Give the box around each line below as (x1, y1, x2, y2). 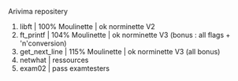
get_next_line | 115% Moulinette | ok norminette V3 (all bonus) (19, 47, 221, 56)
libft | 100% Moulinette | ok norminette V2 (19, 22, 155, 31)
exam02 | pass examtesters (19, 64, 110, 73)
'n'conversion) (19, 39, 67, 48)
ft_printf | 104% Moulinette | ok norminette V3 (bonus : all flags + (19, 31, 231, 39)
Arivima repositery (8, 7, 69, 16)
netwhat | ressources (19, 55, 89, 64)
